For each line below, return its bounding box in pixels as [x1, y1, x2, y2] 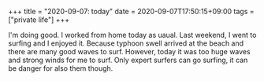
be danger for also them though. [8, 64, 113, 73]
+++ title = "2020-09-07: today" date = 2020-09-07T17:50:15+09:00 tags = [8, 7, 255, 16]
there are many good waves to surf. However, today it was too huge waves [8, 47, 251, 56]
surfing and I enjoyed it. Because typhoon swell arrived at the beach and [8, 39, 244, 48]
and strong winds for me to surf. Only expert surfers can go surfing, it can [8, 55, 248, 64]
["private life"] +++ [8, 15, 70, 24]
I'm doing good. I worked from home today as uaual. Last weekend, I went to [8, 31, 257, 39]
